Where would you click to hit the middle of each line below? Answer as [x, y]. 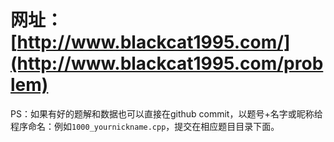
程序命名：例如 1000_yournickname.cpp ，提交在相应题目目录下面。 [145, 126]
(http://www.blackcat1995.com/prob [167, 63]
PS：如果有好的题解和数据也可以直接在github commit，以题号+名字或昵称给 [166, 113]
